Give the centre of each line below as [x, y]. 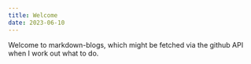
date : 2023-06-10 [37, 23]
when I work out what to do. [54, 53]
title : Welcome [33, 15]
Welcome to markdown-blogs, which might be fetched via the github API [126, 44]
